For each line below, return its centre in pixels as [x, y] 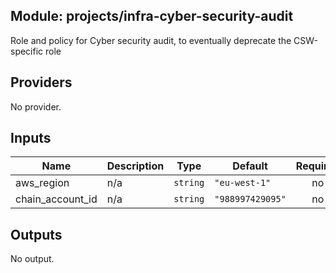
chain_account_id [56, 199]
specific [27, 51]
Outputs [36, 234]
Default [250, 166]
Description [135, 166]
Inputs [31, 138]
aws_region [42, 183]
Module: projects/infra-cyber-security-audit [152, 16]
